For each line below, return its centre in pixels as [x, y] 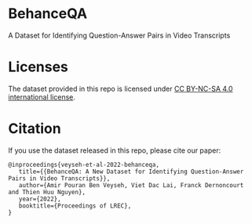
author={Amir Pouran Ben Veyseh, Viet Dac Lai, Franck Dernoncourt [131, 185]
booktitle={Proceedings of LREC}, [75, 206]
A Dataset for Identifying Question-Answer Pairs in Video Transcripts [119, 35]
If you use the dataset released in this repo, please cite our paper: [115, 150]
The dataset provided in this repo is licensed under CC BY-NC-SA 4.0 [121, 89]
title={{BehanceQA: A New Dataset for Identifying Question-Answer [131, 172]
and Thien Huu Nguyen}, [47, 192]
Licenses [38, 67]
